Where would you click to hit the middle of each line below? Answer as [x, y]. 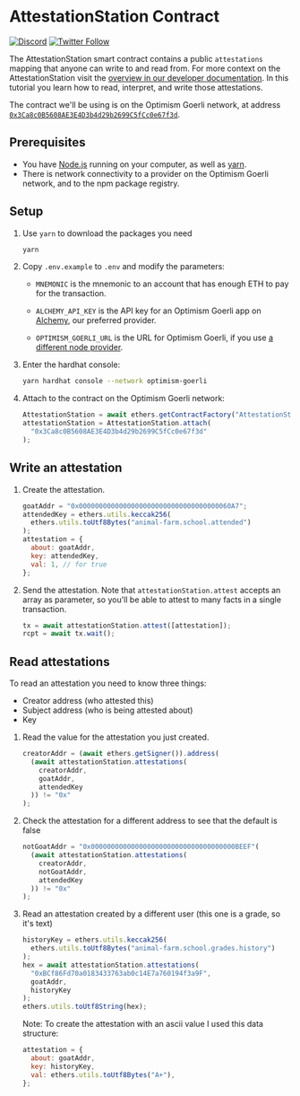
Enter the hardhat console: [71, 364]
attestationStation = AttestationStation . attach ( [117, 424]
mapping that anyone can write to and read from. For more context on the [145, 68]
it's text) [38, 924]
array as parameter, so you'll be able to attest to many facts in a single [152, 600]
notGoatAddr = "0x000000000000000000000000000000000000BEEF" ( [141, 847]
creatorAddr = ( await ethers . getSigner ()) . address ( [120, 754]
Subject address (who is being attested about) [107, 710]
